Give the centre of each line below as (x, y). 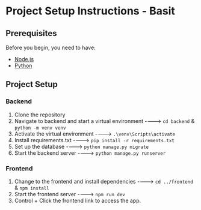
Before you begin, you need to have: (51, 47)
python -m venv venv (40, 128)
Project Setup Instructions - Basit (90, 11)
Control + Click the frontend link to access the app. (78, 200)
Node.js (24, 59)
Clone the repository (40, 115)
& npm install (32, 188)
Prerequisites (31, 33)
